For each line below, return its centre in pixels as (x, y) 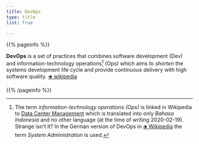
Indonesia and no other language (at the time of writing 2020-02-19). (99, 120)
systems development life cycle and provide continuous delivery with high (97, 70)
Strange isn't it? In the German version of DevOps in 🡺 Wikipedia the (98, 127)
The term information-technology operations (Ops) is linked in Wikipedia (103, 107)
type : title (21, 17)
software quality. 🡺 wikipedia (42, 76)
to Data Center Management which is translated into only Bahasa (94, 114)
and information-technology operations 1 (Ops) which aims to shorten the (95, 63)
